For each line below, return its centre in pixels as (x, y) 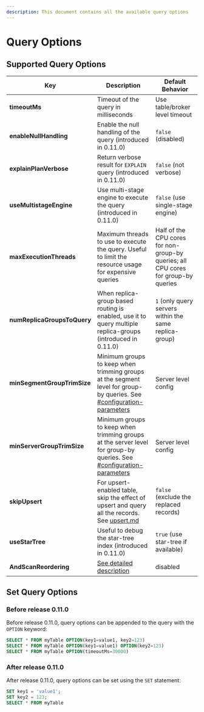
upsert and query (122, 505)
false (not (170, 165)
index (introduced (122, 545)
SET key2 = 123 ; (27, 697)
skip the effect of (121, 497)
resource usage (119, 264)
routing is (110, 308)
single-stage (174, 205)
